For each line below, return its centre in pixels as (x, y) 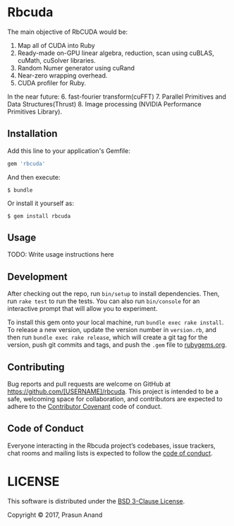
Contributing (36, 367)
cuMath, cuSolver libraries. (57, 60)
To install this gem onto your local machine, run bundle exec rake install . (116, 322)
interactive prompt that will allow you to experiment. (82, 309)
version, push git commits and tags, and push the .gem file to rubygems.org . (117, 345)
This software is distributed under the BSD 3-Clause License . (96, 501)
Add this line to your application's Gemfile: (69, 151)
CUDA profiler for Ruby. (52, 82)
